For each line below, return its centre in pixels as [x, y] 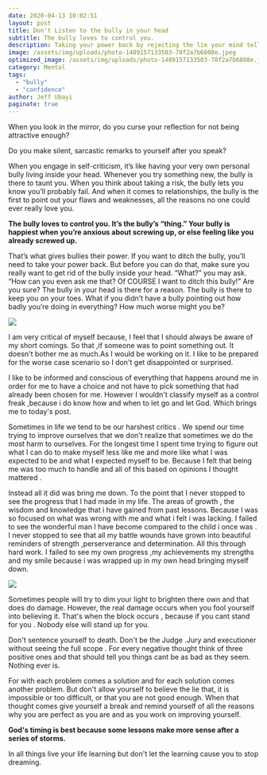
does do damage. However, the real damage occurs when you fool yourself [132, 608]
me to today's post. [40, 412]
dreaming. [25, 762]
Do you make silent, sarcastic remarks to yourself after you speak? [117, 151]
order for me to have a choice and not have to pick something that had [124, 386]
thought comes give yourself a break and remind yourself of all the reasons [132, 706]
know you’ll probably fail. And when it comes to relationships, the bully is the [133, 192]
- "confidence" [41, 89]
